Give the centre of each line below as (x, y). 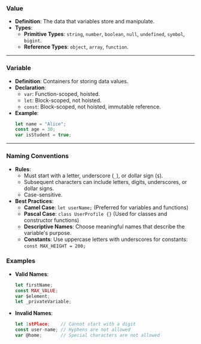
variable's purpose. (48, 233)
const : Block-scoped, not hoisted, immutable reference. (92, 107)
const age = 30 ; (35, 129)
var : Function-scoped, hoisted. (62, 93)
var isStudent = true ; (43, 135)
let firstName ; (34, 285)
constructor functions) (51, 220)
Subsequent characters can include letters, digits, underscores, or (105, 182)
